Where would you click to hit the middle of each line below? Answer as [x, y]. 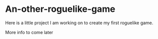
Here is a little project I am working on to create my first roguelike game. [79, 23]
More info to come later [29, 32]
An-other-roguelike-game [60, 9]
